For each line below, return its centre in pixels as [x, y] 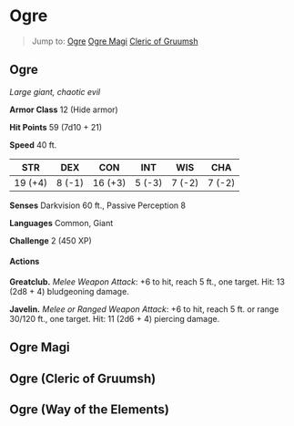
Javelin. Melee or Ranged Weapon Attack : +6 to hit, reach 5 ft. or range [144, 309]
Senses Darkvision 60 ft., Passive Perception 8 [98, 205]
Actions [25, 262]
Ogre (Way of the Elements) [90, 410]
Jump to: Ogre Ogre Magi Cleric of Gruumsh [115, 41]
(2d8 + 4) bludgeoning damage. [69, 291]
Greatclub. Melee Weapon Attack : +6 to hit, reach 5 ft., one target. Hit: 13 [147, 281]
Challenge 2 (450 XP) [51, 240]
